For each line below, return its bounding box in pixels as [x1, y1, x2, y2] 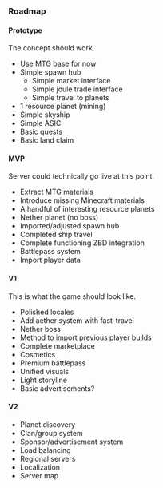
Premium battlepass [19, 358, 86, 368]
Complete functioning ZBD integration [19, 238, 145, 248]
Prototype [8, 26, 42, 35]
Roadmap [8, 6, 46, 17]
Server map [19, 470, 59, 480]
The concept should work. [8, 43, 95, 53]
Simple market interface [31, 76, 111, 86]
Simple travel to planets [31, 93, 109, 103]
